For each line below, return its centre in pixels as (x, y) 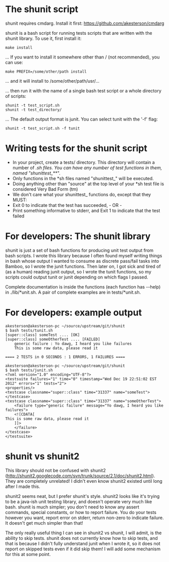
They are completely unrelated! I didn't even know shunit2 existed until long (84, 481)
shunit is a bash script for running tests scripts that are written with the (79, 33)
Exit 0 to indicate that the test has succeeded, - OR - (67, 205)
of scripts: (16, 96)
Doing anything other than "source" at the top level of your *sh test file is (88, 184)
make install (19, 47)
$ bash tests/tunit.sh (29, 330)
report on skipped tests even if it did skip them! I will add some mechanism (83, 549)
